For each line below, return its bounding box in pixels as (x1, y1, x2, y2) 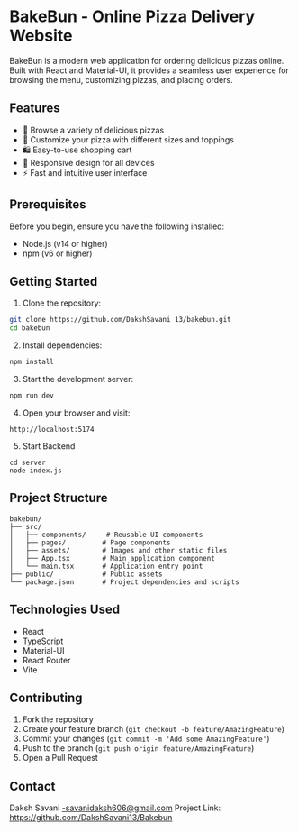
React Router (22, 654, 71, 665)
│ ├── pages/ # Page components (9, 538, 171, 547)
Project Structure (9, 490, 108, 506)
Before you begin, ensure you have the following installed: (9, 221, 225, 232)
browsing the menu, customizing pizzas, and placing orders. (9, 74, 233, 85)
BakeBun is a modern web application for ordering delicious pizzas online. (9, 55, 284, 66)
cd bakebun (9, 324, 50, 333)
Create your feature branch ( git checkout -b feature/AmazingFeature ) (22, 724, 285, 735)
